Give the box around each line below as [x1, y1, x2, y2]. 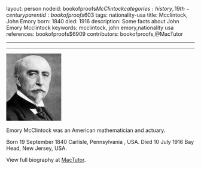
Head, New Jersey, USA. [6, 145, 67, 152]
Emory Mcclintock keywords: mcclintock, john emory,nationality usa [6, 24, 174, 31]
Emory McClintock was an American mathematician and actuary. [6, 127, 166, 134]
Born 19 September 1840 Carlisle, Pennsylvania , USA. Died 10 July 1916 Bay [6, 139, 194, 145]
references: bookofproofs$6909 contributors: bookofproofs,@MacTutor [6, 30, 184, 38]
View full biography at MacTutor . [6, 156, 86, 163]
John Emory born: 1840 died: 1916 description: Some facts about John [6, 18, 179, 24]
